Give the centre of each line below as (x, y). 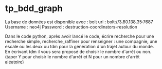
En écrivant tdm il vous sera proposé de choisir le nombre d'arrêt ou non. (78, 52)
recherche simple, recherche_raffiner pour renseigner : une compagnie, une (81, 41)
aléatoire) (15, 62)
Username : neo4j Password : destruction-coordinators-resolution (71, 27)
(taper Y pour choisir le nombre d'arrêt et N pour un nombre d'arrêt (72, 56)
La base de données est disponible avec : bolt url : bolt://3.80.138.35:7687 (79, 22)
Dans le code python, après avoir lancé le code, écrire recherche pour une (80, 36)
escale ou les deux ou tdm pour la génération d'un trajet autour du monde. (80, 46)
